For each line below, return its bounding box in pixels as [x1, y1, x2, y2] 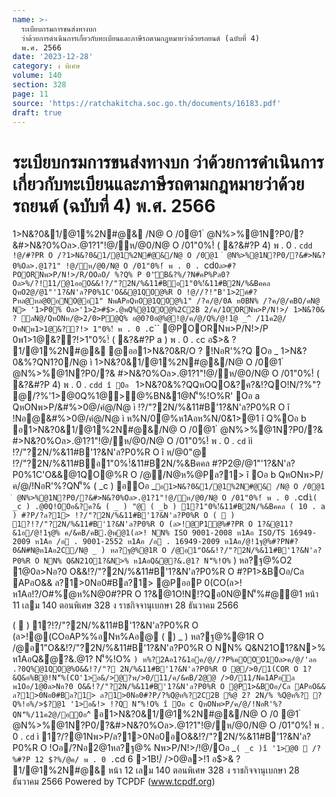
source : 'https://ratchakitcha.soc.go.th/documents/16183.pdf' [12, 98, 282, 108]
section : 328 [12, 80, 67, 90]
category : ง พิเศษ [12, 61, 81, 71]
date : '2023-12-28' [12, 52, 94, 62]
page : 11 [12, 89, 49, 99]
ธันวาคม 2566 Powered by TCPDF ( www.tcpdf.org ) [12, 776, 216, 788]
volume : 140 [12, 71, 62, 81]
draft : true [12, 107, 62, 118]
